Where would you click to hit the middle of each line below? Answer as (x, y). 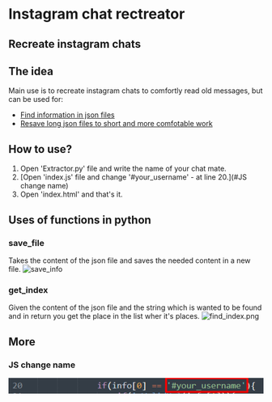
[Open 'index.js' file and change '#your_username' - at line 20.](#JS (134, 177)
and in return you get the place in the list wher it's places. (104, 316)
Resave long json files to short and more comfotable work (116, 124)
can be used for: (36, 99)
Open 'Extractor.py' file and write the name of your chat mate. (123, 169)
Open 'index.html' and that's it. (71, 194)
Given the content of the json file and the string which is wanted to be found (135, 307)
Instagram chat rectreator (97, 14)
